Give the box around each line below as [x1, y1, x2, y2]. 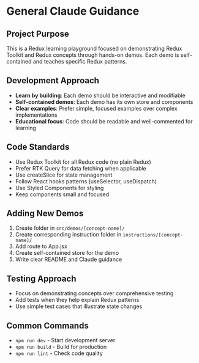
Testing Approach [6, 273, 77, 284]
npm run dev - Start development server [15, 337, 116, 344]
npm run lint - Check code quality [15, 350, 103, 357]
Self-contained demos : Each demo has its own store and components [15, 98, 193, 105]
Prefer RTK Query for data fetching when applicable [15, 164, 147, 172]
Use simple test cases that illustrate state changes [15, 302, 143, 310]
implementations [15, 111, 58, 119]
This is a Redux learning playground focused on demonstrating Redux [6, 45, 182, 52]
